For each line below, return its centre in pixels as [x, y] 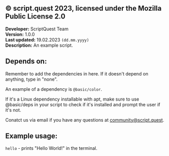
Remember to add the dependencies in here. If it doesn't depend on [77, 73]
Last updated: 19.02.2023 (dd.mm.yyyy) [47, 40]
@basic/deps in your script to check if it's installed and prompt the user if [83, 104]
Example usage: [31, 136]
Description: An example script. [39, 45]
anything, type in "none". [31, 79]
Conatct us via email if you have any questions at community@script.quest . [85, 120]
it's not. [13, 110]
